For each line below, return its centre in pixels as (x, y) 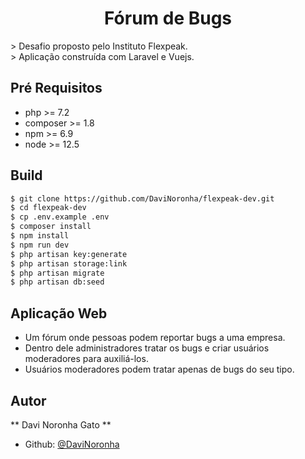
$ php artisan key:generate (69, 254)
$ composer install (51, 227)
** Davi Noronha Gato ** (61, 424)
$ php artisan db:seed (57, 282)
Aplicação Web (59, 313)
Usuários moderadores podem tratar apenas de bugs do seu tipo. (159, 369)
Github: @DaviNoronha (72, 444)
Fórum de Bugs (168, 18)
